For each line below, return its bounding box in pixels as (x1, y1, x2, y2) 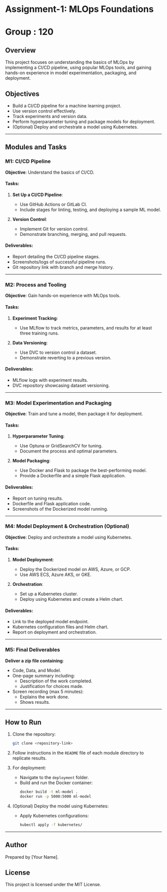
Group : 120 (5, 26, 54, 38)
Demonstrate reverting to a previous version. (19, 354, 112, 360)
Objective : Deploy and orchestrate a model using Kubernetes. (5, 534, 132, 540)
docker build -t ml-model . (19, 789, 78, 794)
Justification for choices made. (19, 683, 83, 689)
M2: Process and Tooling (5, 281, 67, 288)
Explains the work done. (19, 693, 70, 700)
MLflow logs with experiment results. (12, 377, 88, 383)
